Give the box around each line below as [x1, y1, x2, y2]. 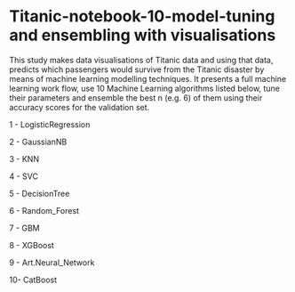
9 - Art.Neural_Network [9, 256, 95, 268]
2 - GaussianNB [9, 136, 68, 147]
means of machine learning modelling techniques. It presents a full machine [9, 73, 287, 84]
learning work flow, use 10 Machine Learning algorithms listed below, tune [9, 83, 280, 93]
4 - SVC [9, 171, 38, 182]
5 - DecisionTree [9, 188, 70, 199]
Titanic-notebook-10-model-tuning [9, 6, 275, 27]
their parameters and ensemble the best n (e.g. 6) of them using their [9, 92, 263, 103]
